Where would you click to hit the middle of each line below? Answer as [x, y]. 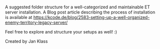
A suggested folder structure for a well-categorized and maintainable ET [78, 7]
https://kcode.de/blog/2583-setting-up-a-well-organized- [91, 17]
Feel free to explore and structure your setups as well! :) [61, 32]
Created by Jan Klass [27, 41]
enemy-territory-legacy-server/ [36, 22]
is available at [19, 17]
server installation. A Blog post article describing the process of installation [80, 12]
